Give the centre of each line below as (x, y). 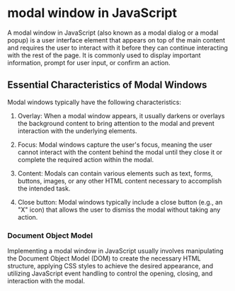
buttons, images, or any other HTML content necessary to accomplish (120, 181)
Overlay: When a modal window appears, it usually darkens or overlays (121, 115)
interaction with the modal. (46, 281)
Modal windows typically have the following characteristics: (94, 102)
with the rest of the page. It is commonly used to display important (104, 55)
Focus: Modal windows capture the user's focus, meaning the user (115, 144)
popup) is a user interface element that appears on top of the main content (116, 40)
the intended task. (44, 188)
